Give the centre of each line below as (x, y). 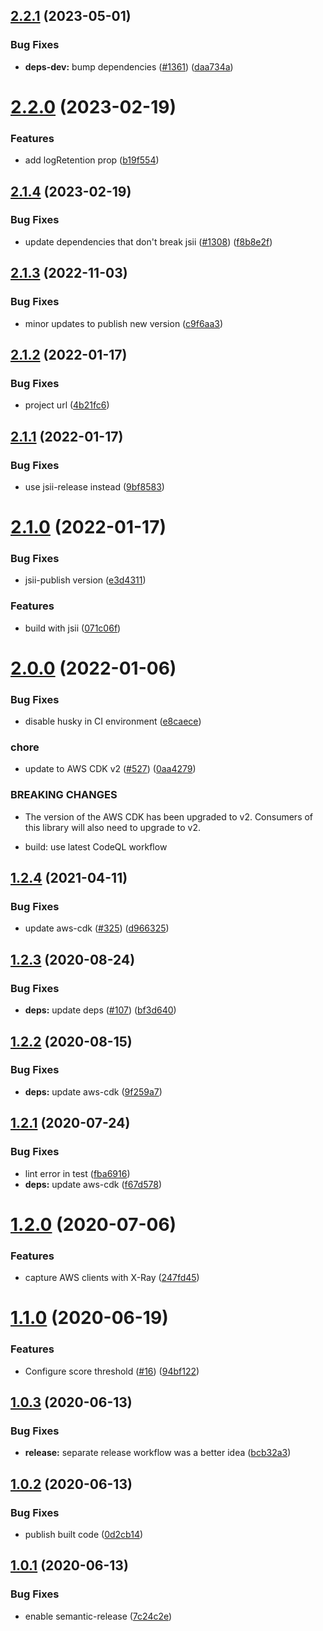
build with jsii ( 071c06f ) (73, 628)
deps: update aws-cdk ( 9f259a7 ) (93, 1091)
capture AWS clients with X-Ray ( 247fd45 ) (112, 1278)
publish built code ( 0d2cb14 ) (84, 1534)
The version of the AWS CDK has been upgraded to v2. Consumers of (169, 816)
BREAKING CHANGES (64, 795)
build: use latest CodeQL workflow (96, 846)
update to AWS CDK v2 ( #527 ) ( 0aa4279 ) (110, 769)
